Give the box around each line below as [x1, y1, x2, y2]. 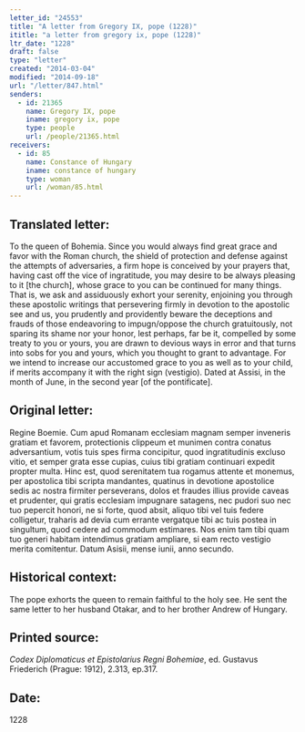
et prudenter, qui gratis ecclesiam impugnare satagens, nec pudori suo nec [9, 494, 291, 506]
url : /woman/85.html [25, 183, 104, 192]
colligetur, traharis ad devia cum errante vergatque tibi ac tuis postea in [9, 514, 277, 525]
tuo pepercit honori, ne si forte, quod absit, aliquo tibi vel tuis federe [9, 504, 264, 515]
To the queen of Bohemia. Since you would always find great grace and [9, 241, 278, 252]
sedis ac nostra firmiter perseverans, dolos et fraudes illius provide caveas [9, 485, 290, 496]
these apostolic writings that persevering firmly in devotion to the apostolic [9, 298, 290, 310]
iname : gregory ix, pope [25, 115, 120, 124]
